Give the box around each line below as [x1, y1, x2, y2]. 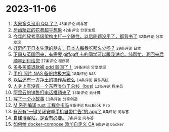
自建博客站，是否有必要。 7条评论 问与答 [13, 115, 94, 121]
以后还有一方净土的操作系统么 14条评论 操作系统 [13, 77, 109, 83]
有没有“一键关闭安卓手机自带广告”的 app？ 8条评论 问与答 [13, 108, 130, 114]
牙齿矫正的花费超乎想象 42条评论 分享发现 [13, 26, 96, 33]
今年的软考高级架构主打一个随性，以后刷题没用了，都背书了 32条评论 [13, 33, 155, 39]
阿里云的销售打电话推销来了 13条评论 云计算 [13, 89, 101, 95]
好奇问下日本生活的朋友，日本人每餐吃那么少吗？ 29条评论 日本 [13, 45, 141, 51]
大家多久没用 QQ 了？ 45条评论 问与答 [13, 20, 88, 26]
